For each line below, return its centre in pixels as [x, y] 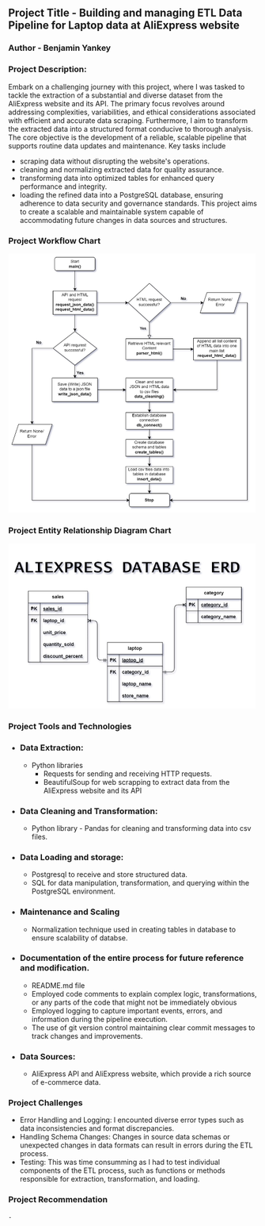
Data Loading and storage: [72, 857]
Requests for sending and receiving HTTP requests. [127, 774]
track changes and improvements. [87, 1036]
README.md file [58, 985]
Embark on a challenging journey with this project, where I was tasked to [127, 86]
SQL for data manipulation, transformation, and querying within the [140, 883]
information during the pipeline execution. [100, 1019]
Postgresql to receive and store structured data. [110, 874]
